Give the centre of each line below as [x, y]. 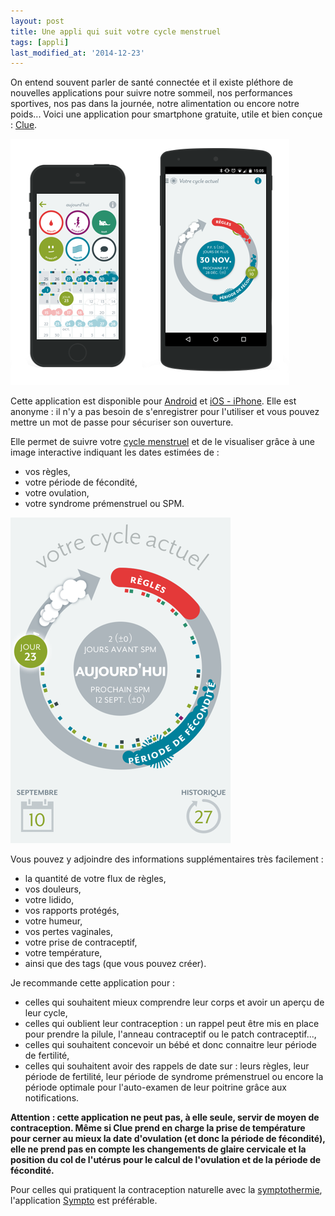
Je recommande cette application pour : [93, 983]
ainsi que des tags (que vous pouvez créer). [115, 964]
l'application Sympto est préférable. [84, 1201]
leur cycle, [46, 1013]
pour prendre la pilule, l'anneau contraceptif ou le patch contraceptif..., [170, 1034]
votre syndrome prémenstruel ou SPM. [104, 504]
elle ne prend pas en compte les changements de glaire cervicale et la [158, 1149]
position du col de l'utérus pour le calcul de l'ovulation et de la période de [166, 1160]
